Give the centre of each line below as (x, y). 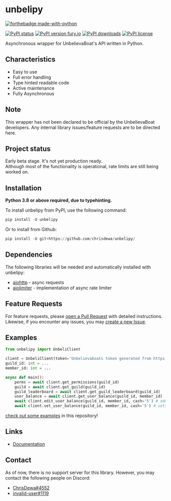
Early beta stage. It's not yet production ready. (54, 161)
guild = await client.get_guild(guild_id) (60, 387)
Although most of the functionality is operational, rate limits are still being (82, 167)
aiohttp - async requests (38, 282)
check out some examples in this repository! (52, 416)
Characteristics (31, 60)
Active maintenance (34, 88)
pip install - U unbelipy (32, 220)
